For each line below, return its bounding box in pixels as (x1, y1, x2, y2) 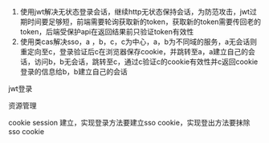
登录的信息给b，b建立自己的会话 (19, 67, 128, 76)
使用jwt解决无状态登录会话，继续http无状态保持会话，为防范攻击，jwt (19, 7, 251, 16)
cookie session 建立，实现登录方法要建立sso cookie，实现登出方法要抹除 (8, 118, 251, 127)
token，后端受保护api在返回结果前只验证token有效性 (19, 27, 194, 36)
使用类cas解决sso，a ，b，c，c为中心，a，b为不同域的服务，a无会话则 (19, 37, 258, 46)
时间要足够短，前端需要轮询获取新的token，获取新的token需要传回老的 (26, 17, 262, 26)
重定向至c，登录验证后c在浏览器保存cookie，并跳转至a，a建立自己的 (19, 47, 249, 56)
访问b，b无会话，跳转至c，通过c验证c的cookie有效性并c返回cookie (34, 57, 259, 66)
